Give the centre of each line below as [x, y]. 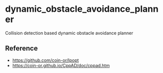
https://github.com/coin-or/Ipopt [46, 60]
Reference [22, 48]
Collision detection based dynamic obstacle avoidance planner [69, 33]
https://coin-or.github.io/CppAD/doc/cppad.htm [61, 65]
